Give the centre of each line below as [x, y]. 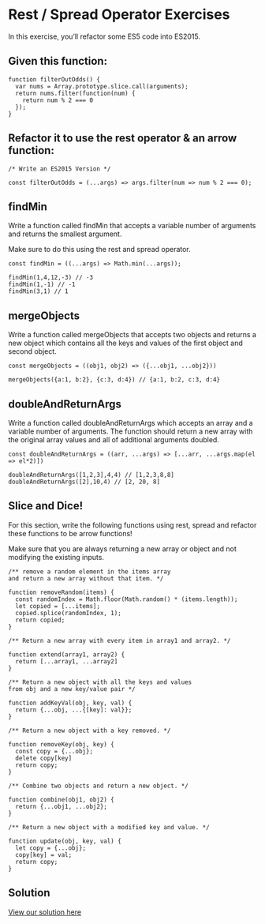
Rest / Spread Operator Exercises [119, 15]
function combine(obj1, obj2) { [61, 799]
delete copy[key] [44, 758]
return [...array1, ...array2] [67, 661]
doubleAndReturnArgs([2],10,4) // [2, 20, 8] [84, 482]
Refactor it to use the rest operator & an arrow [123, 139]
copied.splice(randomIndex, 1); [69, 613]
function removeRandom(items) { [61, 592]
